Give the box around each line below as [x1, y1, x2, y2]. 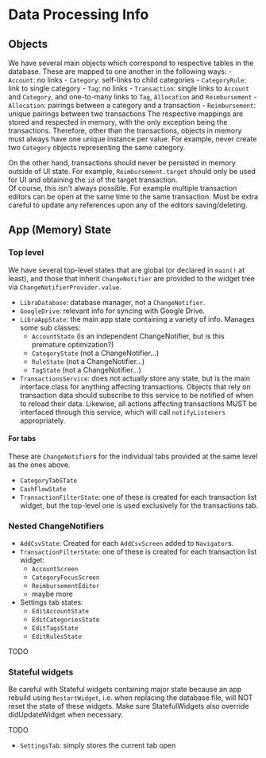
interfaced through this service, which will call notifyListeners [19, 407, 226, 416]
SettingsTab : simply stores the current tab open [19, 741, 176, 750]
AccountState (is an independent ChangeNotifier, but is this [31, 331, 225, 341]
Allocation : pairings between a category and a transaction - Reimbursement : [8, 101, 256, 110]
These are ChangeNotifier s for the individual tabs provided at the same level [8, 451, 258, 461]
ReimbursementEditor [31, 582, 100, 590]
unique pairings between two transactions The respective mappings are [8, 109, 244, 118]
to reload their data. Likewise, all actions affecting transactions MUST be [19, 399, 258, 408]
